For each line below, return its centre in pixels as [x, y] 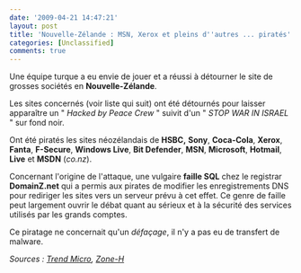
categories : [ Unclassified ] [62, 43]
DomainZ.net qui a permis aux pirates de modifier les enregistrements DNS [149, 186]
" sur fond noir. [37, 123]
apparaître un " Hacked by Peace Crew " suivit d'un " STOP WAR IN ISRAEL [149, 113]
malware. [27, 242]
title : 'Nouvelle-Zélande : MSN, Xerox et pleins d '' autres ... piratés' [150, 34]
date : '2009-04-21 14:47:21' [64, 18]
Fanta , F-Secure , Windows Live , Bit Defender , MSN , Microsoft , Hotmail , [146, 150]
